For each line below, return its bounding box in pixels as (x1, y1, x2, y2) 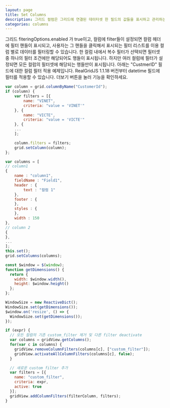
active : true (14, 384, 42, 389)
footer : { (14, 197, 37, 202)
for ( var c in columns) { (10, 342, 62, 347)
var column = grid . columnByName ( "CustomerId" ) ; (5, 84, 108, 89)
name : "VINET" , (23, 98, 56, 103)
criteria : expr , (14, 380, 49, 385)
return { (10, 272, 28, 277)
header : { (14, 182, 37, 188)
